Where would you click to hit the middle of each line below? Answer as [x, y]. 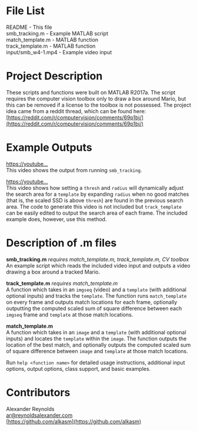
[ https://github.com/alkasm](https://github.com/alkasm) [74, 421]
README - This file [29, 27]
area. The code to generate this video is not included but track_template [94, 206]
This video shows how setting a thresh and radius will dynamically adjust [95, 187]
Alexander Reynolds [30, 409]
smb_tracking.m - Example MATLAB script [57, 33]
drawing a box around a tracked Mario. [53, 272]
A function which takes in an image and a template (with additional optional [96, 332]
